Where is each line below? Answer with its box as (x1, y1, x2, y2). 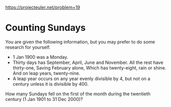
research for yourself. (5, 44, 51, 50)
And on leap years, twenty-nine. (12, 70, 81, 76)
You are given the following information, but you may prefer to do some (5, 39, 155, 45)
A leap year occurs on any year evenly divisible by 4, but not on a (12, 76, 151, 82)
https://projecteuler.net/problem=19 (5, 5, 81, 10)
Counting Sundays (5, 22, 86, 33)
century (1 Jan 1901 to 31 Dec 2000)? (5, 96, 83, 102)
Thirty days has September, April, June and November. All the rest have (12, 59, 163, 65)
